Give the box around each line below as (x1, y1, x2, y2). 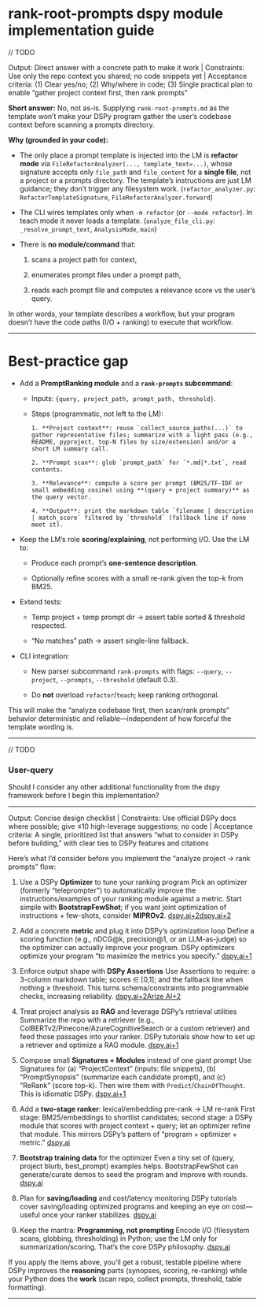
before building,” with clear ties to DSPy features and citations (8, 838, 210, 848)
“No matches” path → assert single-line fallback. (31, 636, 189, 645)
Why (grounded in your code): (8, 135, 108, 144)
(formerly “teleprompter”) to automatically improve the (19, 886, 196, 895)
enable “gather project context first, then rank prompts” (8, 87, 188, 97)
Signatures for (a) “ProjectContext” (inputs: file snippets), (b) (19, 1064, 216, 1074)
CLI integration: (19, 651, 70, 660)
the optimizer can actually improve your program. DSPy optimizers (19, 943, 235, 952)
